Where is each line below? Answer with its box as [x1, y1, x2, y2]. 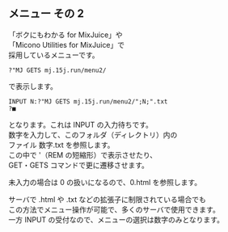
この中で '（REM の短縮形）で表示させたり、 [8, 150, 158, 159]
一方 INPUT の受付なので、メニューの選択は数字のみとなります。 [8, 214, 225, 224]
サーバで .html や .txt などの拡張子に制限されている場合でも [8, 194, 206, 204]
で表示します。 [8, 81, 58, 91]
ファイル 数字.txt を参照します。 [8, 140, 115, 150]
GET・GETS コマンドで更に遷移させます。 [8, 160, 150, 170]
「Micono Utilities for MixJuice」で [8, 40, 125, 49]
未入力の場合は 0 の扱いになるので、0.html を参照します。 [8, 177, 202, 187]
